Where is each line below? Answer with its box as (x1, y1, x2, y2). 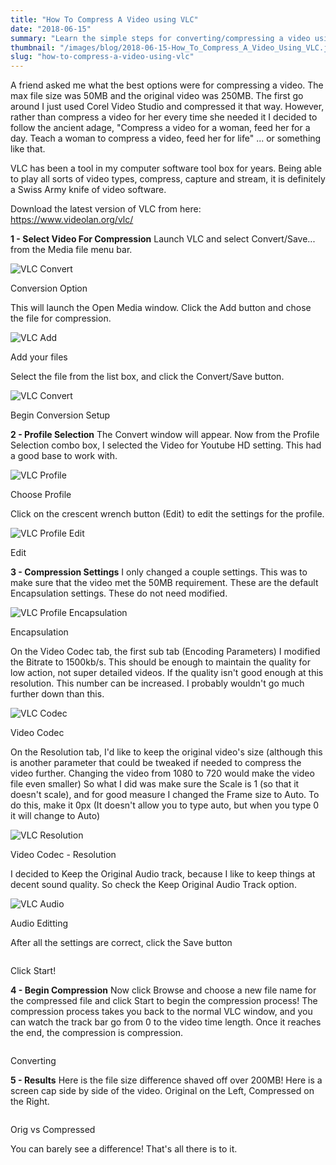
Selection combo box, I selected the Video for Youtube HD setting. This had (10, 439, 322, 451)
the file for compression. (10, 312, 112, 325)
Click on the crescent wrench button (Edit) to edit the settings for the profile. (10, 508, 325, 520)
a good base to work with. (10, 450, 118, 462)
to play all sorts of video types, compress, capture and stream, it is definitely (10, 173, 326, 185)
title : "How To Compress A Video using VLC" (10, 14, 199, 25)
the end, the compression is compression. (10, 1027, 184, 1039)
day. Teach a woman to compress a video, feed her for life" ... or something (10, 132, 322, 145)
